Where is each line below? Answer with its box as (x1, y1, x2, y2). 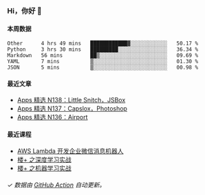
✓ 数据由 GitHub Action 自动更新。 (7, 181, 106, 190)
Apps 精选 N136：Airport (17, 113, 88, 122)
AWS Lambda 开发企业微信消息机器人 (17, 146, 124, 155)
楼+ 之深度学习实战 (17, 155, 72, 163)
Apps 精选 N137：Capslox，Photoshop (17, 104, 127, 113)
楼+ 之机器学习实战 (17, 163, 72, 172)
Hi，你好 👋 (7, 5, 43, 15)
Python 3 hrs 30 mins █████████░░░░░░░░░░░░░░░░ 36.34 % (7, 46, 198, 53)
